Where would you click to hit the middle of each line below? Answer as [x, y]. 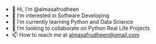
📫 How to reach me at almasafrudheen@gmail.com [76, 35]
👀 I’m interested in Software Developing [60, 15]
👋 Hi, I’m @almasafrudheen [45, 9]
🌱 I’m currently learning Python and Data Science [72, 22]
